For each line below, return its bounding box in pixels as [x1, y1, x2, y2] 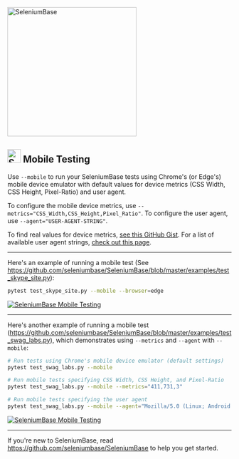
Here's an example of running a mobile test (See [7, 258, 149, 267]
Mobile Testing [22, 153, 90, 165]
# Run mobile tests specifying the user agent [7, 396, 148, 403]
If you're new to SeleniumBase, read [7, 435, 114, 445]
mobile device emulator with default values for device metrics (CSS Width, [7, 180, 225, 188]
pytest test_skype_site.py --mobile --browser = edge [7, 287, 164, 294]
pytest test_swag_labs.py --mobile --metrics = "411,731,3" [7, 383, 183, 391]
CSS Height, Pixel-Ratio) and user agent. [7, 187, 127, 196]
